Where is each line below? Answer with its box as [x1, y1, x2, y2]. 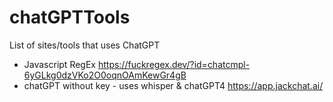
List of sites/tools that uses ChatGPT [9, 39, 161, 51]
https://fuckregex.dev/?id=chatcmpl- [97, 58, 251, 70]
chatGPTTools [9, 6, 131, 29]
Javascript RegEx [23, 58, 96, 70]
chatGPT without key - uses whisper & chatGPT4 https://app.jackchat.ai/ [23, 79, 324, 91]
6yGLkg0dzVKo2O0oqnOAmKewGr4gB [23, 69, 187, 81]
